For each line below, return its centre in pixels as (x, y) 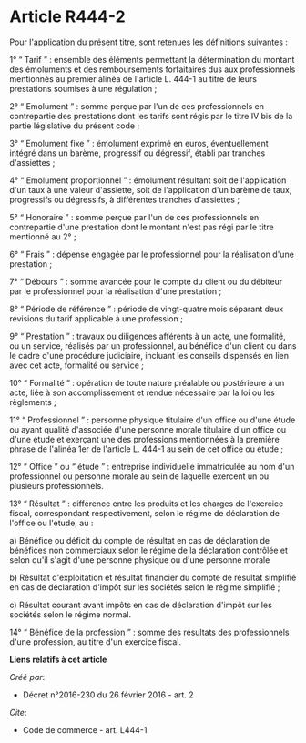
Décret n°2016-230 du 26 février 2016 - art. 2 (108, 695)
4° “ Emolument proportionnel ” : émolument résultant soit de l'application (148, 180)
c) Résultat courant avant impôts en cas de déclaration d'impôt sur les (141, 605)
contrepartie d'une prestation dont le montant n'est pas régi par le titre (142, 227)
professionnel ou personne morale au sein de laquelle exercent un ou (139, 476)
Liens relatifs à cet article (58, 659)
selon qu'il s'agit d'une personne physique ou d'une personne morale (140, 560)
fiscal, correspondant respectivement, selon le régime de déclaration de (145, 513)
